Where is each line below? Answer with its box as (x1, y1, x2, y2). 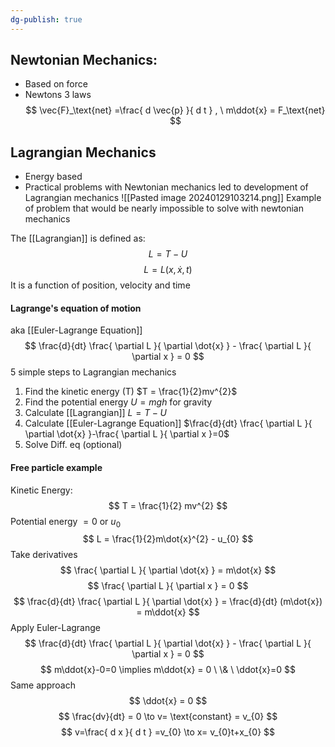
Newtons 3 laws (24, 89, 92, 101)
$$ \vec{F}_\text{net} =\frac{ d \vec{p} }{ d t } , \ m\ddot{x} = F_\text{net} (25, 104, 326, 116)
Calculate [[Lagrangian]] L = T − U (24, 407, 167, 419)
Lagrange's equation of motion (10, 302, 142, 314)
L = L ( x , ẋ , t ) (143, 264, 193, 276)
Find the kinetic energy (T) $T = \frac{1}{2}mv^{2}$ (24, 386, 238, 398)
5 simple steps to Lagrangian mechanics (10, 366, 177, 378)
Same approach (10, 679, 76, 691)
